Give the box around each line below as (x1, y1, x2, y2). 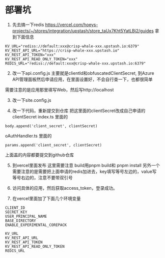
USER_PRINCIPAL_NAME (5, 214, 48, 219)
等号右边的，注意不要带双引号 (12, 174, 73, 180)
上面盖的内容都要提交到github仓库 (5, 152, 74, 158)
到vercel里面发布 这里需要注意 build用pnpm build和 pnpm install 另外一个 (12, 162, 160, 168)
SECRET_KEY (5, 209, 27, 214)
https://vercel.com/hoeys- (45, 22, 98, 28)
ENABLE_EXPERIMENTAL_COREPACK (5, 222, 67, 228)
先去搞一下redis (12, 22, 44, 28)
